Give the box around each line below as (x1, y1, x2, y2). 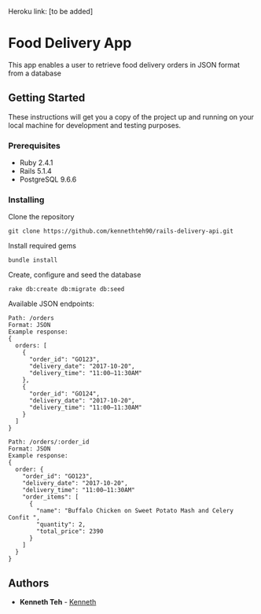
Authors (8, 576, 50, 590)
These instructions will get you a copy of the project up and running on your (8, 112, 254, 121)
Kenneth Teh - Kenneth (19, 597, 97, 607)
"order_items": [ (22, 493, 79, 502)
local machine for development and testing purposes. (8, 120, 182, 130)
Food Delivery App (8, 35, 132, 52)
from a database (8, 68, 61, 78)
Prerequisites (8, 140, 61, 151)
